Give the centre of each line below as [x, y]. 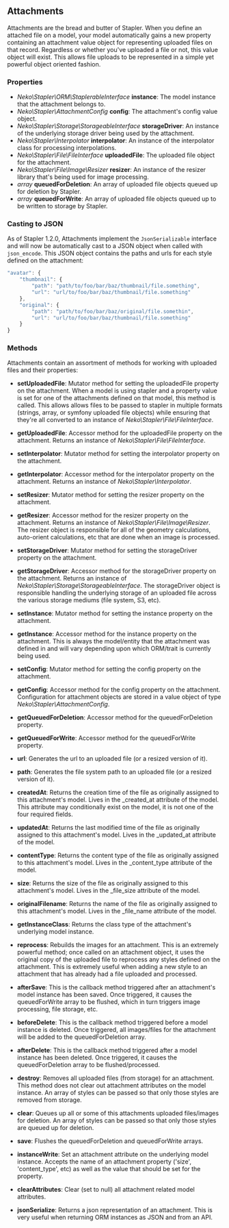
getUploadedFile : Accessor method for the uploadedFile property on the [120, 433]
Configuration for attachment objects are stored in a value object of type [119, 697]
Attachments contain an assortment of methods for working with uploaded [112, 363]
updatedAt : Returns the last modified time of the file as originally [108, 828]
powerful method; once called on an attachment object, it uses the [111, 953]
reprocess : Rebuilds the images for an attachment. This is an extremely [118, 945]
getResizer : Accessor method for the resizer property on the [103, 515]
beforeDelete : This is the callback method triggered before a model [112, 1022]
